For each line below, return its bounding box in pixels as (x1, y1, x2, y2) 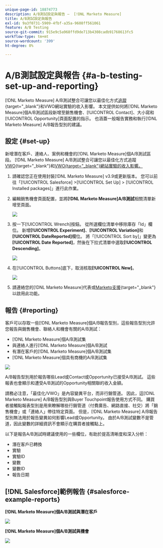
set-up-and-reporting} (5, 81, 99, 91)
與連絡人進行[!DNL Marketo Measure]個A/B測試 (12, 342, 108, 348)
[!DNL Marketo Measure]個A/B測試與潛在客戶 (5, 509, 98, 514)
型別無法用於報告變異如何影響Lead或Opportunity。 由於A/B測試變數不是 (5, 415, 149, 421)
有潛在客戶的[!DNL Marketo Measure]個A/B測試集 (12, 348, 112, 355)
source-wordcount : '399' (5, 39, 55, 44)
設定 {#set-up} (5, 137, 50, 145)
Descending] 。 (12, 246, 43, 252)
